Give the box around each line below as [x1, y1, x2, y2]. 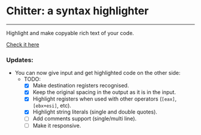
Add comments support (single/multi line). [32, 115, 137, 123]
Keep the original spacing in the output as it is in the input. [32, 89, 176, 96]
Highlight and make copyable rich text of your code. [6, 29, 135, 36]
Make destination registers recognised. [32, 82, 129, 89]
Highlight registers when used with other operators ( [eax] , [32, 95, 177, 102]
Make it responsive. [32, 122, 81, 129]
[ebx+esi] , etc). [32, 102, 72, 109]
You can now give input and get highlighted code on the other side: [14, 70, 181, 77]
